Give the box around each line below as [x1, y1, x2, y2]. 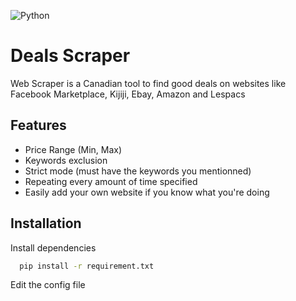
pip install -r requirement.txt [19, 261, 155, 271]
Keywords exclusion [24, 154, 108, 166]
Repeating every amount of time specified [24, 175, 198, 187]
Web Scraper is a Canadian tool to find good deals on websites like [10, 77, 287, 89]
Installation [10, 215, 82, 232]
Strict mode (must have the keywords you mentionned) [24, 165, 252, 177]
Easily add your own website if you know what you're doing [24, 186, 270, 198]
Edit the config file [10, 279, 86, 291]
